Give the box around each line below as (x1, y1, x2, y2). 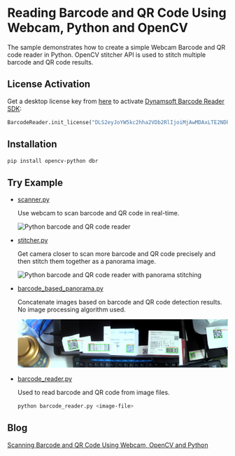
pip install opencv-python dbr (7, 158, 99, 165)
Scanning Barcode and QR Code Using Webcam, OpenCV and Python (7, 441, 208, 449)
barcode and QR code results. (7, 58, 94, 66)
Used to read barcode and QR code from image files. (17, 388, 170, 396)
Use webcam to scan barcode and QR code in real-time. (17, 209, 180, 217)
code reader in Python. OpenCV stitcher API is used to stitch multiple (7, 51, 206, 59)
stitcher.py (17, 236, 48, 245)
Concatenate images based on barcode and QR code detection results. (17, 298, 222, 307)
